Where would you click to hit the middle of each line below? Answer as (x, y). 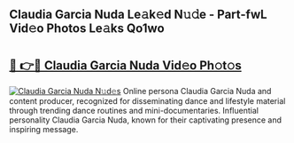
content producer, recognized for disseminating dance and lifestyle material (147, 101)
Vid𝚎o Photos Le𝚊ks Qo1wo (87, 29)
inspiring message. (44, 129)
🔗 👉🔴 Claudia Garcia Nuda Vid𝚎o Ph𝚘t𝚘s (125, 65)
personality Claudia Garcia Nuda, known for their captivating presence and (145, 120)
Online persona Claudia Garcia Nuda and (197, 91)
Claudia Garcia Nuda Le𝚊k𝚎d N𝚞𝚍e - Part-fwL (138, 15)
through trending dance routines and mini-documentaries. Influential (134, 111)
